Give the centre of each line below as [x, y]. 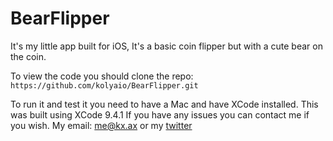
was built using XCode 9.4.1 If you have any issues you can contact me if [160, 114]
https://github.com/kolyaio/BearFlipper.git [104, 85]
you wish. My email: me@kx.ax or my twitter [101, 125]
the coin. [28, 56]
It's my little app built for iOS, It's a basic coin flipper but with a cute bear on [166, 46]
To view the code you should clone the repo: [102, 76]
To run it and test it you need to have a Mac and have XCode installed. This [164, 104]
